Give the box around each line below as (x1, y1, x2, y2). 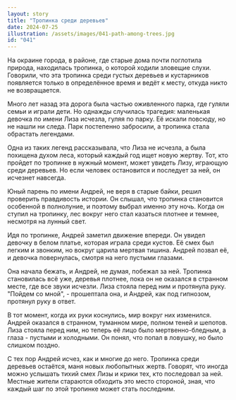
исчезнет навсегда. (7, 174, 66, 182)
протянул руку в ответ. (7, 298, 76, 306)
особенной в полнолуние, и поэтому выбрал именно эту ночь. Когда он (7, 202, 224, 211)
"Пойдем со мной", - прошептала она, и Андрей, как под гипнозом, (7, 290, 211, 298)
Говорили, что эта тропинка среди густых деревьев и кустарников (7, 71, 209, 80)
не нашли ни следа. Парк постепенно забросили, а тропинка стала (7, 122, 210, 131)
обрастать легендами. (7, 130, 75, 139)
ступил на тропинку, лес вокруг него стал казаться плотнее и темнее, (7, 210, 220, 218)
